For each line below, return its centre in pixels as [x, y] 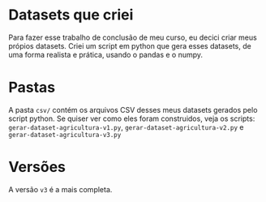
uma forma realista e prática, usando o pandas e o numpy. [106, 54]
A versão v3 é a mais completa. [60, 189]
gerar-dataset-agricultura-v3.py [65, 135]
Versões [37, 167]
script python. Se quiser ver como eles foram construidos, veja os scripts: [132, 118]
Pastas [32, 88]
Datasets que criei [71, 15]
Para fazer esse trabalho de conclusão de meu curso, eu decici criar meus [133, 37]
